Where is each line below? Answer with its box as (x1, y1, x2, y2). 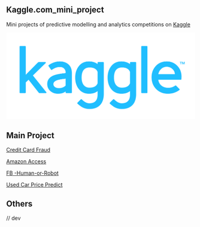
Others (6, 198, 33, 209)
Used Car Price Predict (6, 181, 63, 189)
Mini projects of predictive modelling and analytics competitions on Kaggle (6, 20, 190, 28)
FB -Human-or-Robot (6, 169, 59, 177)
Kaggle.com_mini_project (6, 5, 104, 15)
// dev (6, 214, 21, 222)
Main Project (6, 130, 55, 141)
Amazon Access (6, 158, 47, 165)
